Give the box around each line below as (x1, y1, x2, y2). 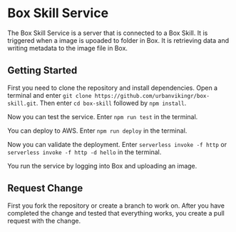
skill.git (7, 100, 37, 107)
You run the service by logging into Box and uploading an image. (7, 161, 197, 170)
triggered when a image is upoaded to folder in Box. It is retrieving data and (7, 36, 230, 44)
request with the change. (7, 216, 81, 225)
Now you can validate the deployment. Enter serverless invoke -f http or (7, 140, 227, 148)
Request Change (7, 182, 83, 194)
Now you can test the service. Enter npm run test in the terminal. (7, 112, 198, 121)
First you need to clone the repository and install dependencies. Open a (7, 84, 218, 92)
